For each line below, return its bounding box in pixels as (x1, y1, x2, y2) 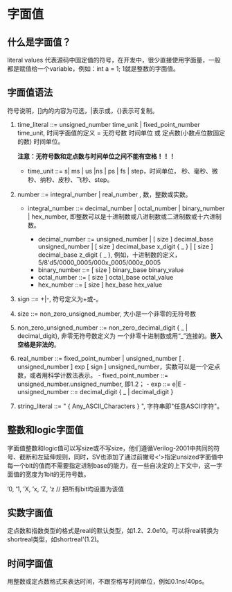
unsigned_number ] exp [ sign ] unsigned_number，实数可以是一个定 (17, 362, 215, 371)
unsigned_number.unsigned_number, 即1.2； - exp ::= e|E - (17, 380, 186, 388)
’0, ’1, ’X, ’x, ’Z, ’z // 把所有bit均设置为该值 (7, 484, 125, 493)
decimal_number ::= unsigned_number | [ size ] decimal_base (37, 235, 214, 243)
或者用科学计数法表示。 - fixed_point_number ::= (29, 371, 168, 379)
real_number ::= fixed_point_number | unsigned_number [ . (17, 354, 185, 362)
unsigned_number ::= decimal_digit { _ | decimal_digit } (17, 387, 174, 396)
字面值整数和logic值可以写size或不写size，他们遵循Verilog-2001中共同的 (7, 443, 214, 452)
